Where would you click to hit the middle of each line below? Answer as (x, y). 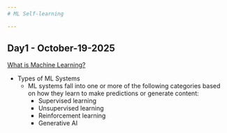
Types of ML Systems (49, 78)
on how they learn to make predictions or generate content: (113, 93)
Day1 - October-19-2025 (61, 49)
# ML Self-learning (36, 14)
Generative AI (58, 123)
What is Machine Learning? (46, 65)
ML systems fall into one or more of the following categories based (124, 86)
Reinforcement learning (72, 115)
